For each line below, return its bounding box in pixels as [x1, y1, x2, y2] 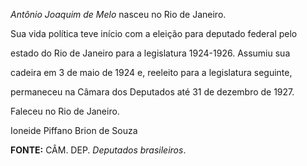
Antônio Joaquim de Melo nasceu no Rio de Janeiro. [10, 9, 227, 20]
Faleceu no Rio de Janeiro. [10, 105, 120, 117]
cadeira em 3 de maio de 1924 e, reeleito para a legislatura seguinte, [10, 67, 293, 78]
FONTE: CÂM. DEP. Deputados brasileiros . [10, 144, 187, 156]
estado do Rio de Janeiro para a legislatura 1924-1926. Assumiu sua [10, 47, 291, 59]
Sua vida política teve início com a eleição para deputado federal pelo [10, 28, 298, 39]
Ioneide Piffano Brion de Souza [10, 125, 138, 136]
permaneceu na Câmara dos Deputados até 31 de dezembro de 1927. [10, 86, 295, 98]
